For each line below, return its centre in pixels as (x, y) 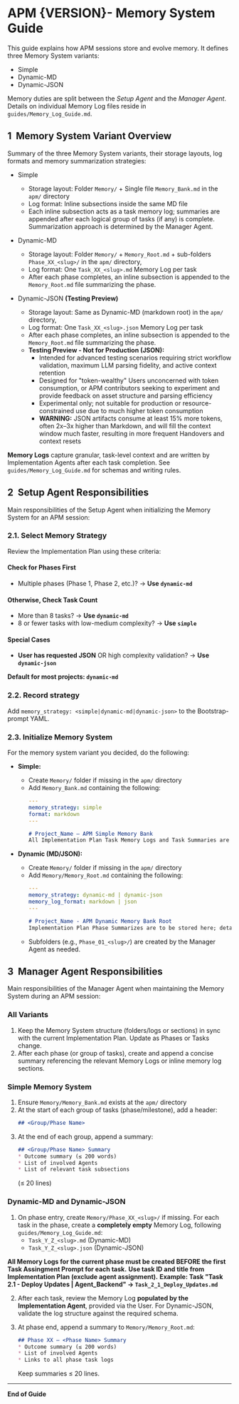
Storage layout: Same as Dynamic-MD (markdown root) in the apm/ (126, 312)
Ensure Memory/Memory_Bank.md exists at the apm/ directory (102, 1102)
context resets (60, 441)
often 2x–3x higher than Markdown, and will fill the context (125, 425)
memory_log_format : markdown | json (83, 902)
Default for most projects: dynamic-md (63, 677)
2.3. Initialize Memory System (60, 737)
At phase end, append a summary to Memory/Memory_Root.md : (106, 1327)
